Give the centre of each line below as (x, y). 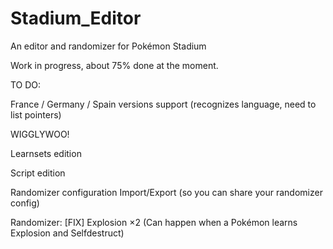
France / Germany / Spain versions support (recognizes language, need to (163, 104)
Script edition (38, 173)
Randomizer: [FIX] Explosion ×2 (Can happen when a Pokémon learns (154, 222)
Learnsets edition (46, 153)
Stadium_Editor (76, 18)
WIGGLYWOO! (40, 134)
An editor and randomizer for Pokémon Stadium (108, 46)
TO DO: (26, 84)
